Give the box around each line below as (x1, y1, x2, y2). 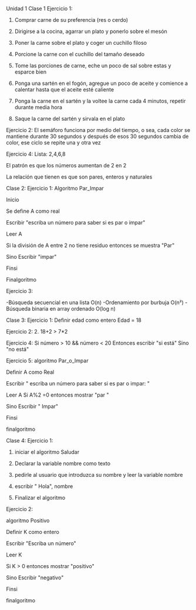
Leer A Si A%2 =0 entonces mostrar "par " (6, 391, 110, 398)
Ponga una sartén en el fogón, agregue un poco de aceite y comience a (14, 80, 188, 87)
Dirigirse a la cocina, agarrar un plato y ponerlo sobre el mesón (14, 28, 167, 35)
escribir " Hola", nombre (14, 483, 73, 490)
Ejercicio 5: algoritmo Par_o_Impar (6, 357, 89, 364)
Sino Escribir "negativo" (6, 574, 64, 581)
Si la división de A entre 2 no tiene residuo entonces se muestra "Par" (6, 242, 175, 249)
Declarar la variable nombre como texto (14, 460, 110, 467)
